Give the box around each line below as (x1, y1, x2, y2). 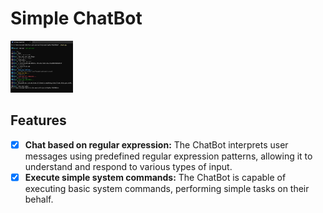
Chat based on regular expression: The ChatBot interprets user (24, 138, 289, 151)
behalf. (24, 193, 54, 205)
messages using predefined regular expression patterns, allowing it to (24, 150, 313, 162)
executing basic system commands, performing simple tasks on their (24, 182, 310, 194)
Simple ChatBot (10, 7, 143, 30)
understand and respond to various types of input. (24, 160, 233, 172)
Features (10, 112, 67, 129)
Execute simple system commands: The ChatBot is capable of (24, 171, 287, 183)
